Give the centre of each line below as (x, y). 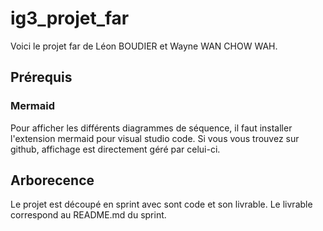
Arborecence (52, 180)
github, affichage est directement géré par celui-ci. (115, 149)
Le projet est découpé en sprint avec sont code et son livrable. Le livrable (161, 204)
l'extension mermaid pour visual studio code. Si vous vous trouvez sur (155, 138)
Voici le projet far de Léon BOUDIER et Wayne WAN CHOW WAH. (144, 46)
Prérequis (41, 77)
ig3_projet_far (70, 18)
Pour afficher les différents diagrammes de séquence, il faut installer (151, 128)
